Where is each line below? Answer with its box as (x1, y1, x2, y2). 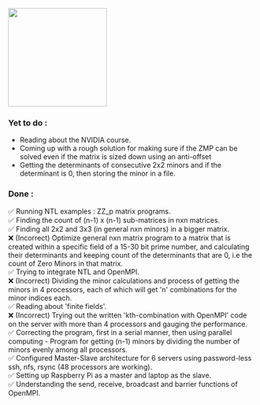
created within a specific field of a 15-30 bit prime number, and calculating (8, 242, 250, 251)
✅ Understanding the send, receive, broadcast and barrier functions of (8, 379, 238, 388)
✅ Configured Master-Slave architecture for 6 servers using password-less (8, 353, 252, 362)
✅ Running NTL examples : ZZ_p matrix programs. (8, 206, 171, 216)
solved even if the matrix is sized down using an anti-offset (19, 152, 212, 162)
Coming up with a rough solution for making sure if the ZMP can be (19, 143, 238, 153)
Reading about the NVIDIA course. (19, 136, 132, 145)
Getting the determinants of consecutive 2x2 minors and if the (19, 161, 222, 170)
